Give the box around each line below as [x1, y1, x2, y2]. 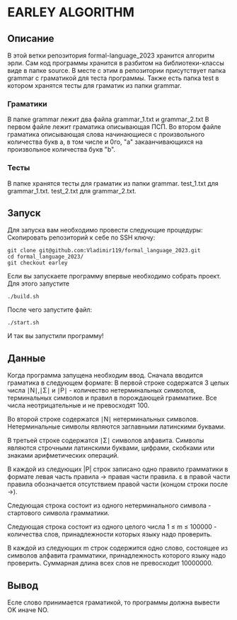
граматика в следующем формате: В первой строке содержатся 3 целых [7, 378, 229, 387]
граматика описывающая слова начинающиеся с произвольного [7, 130, 205, 139]
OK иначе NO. [7, 606, 50, 614]
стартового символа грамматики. [7, 509, 110, 517]
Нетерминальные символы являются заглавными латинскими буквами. [7, 422, 226, 431]
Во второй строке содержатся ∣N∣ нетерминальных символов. [7, 415, 199, 424]
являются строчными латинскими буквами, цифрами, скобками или [7, 444, 214, 452]
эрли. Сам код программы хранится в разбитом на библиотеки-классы [7, 59, 225, 67]
